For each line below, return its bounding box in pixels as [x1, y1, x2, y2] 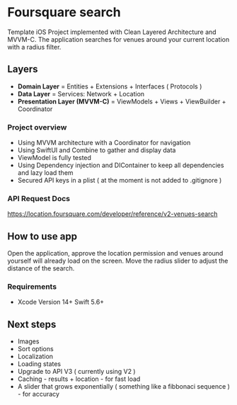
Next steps [7, 318, 57, 330]
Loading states [17, 360, 62, 368]
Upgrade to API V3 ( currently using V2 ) [17, 367, 136, 376]
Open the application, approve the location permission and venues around [7, 249, 224, 258]
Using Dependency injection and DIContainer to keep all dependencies [17, 161, 224, 170]
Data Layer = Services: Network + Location [17, 89, 145, 98]
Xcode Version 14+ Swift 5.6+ [17, 298, 105, 307]
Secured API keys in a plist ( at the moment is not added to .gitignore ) [17, 176, 222, 185]
